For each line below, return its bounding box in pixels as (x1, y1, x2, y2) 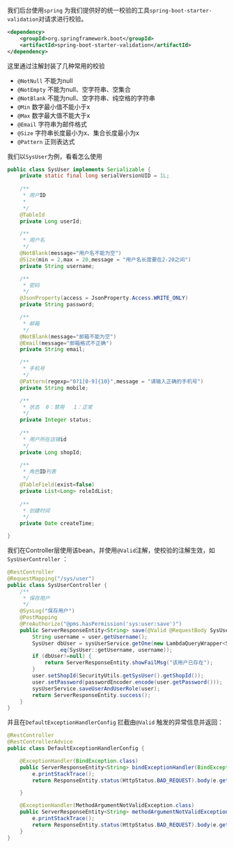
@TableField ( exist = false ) (19, 481, 95, 488)
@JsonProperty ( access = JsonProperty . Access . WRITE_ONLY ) (19, 295, 189, 301)
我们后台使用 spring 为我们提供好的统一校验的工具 (7, 6, 150, 14)
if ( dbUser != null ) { (32, 653, 92, 660)
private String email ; (19, 346, 86, 353)
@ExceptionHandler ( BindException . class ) (19, 757, 139, 764)
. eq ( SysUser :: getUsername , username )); (56, 646, 173, 653)
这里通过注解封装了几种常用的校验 (7, 61, 105, 70)
